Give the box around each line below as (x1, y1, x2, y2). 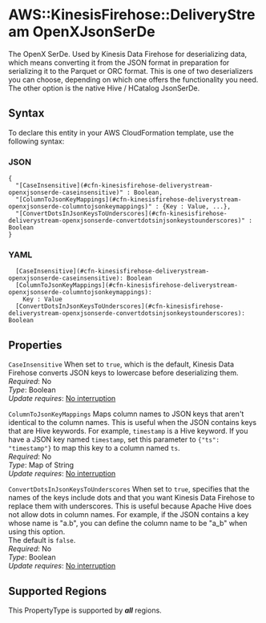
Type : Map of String (8, 460, 75, 470)
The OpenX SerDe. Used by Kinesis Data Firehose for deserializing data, (8, 49, 248, 59)
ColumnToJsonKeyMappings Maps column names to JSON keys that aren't (8, 409, 244, 419)
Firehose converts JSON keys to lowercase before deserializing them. (8, 368, 239, 378)
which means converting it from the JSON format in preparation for (8, 58, 230, 67)
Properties (8, 338, 62, 352)
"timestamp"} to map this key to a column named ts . (8, 443, 180, 453)
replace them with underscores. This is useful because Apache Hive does (8, 501, 252, 511)
